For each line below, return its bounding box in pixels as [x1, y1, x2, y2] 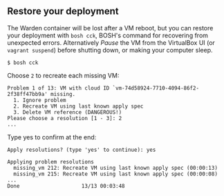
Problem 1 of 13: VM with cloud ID [7, 84, 110, 92]
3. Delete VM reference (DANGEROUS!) [13, 108, 122, 116]
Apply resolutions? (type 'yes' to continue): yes [7, 146, 156, 153]
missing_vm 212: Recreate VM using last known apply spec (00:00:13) [13, 164, 218, 171]
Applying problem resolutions [7, 158, 95, 165]
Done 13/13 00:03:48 [7, 182, 126, 189]
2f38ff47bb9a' [7, 90, 48, 97]
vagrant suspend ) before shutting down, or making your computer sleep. [7, 46, 213, 54]
